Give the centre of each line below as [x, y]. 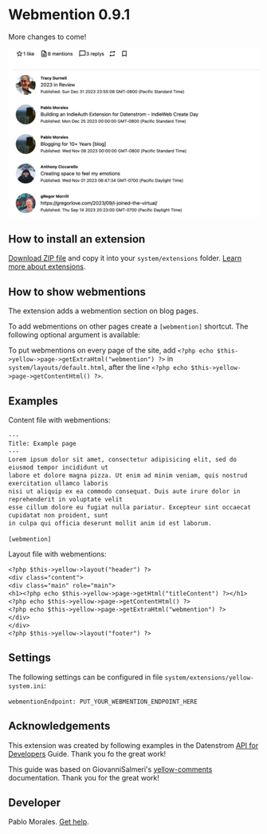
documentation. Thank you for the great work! [84, 777]
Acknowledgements [59, 726]
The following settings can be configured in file [86, 677]
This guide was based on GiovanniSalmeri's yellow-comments [110, 769]
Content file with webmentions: [59, 420]
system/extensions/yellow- [209, 678]
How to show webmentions [77, 291]
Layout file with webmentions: [57, 554]
